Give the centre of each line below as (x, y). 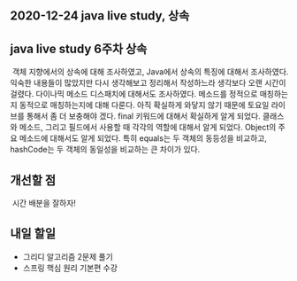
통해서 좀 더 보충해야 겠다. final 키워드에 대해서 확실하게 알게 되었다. (143, 116)
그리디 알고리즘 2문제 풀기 (68, 256)
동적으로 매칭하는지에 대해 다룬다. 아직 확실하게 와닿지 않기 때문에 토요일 (144, 105)
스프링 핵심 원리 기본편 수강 (70, 268)
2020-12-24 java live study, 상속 (100, 16)
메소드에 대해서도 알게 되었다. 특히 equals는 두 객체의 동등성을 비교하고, (143, 138)
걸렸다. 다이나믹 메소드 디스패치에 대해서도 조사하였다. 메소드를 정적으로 (134, 94)
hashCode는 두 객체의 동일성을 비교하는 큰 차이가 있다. (105, 150)
